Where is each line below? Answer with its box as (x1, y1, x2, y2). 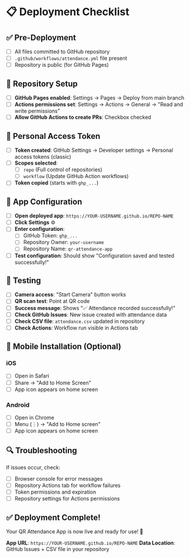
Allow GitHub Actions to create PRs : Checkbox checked (14, 114, 151, 121)
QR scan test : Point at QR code (14, 298, 90, 305)
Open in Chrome (14, 414, 54, 421)
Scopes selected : (14, 159, 58, 166)
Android (6, 400, 30, 409)
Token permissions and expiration (14, 488, 96, 496)
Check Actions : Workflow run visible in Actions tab (14, 324, 139, 331)
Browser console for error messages (14, 475, 103, 482)
